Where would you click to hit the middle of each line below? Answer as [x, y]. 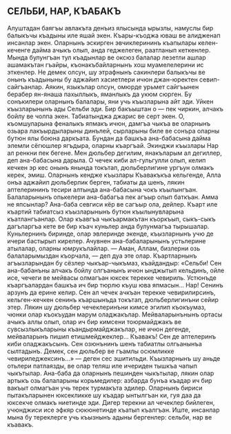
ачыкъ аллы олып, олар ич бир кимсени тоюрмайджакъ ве [94, 321]
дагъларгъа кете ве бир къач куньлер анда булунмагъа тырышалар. [108, 226]
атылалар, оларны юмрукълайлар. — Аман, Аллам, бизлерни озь [104, 248]
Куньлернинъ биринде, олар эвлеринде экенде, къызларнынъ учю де [110, 234]
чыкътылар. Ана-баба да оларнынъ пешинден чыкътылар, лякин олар [111, 373]
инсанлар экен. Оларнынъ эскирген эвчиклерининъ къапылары [102, 43]
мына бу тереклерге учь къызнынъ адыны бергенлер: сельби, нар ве [110, 417]
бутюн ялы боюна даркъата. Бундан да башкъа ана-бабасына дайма [109, 138]
